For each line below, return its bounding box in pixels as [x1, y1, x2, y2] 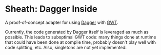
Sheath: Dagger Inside [5, 3, 98, 15]
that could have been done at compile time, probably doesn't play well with [5, 39, 156, 45]
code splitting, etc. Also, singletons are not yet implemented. [5, 44, 127, 50]
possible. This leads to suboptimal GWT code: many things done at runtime [5, 34, 156, 40]
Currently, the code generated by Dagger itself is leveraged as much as [5, 29, 149, 35]
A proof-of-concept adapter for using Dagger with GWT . [5, 19, 119, 25]
